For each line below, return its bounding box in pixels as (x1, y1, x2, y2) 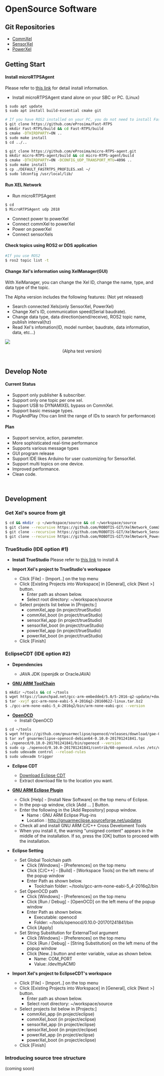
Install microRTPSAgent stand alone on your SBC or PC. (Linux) (12, 94, 140, 100)
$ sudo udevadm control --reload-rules (5, 749, 86, 755)
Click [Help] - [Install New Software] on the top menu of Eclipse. (19, 797, 149, 803)
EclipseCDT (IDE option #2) (5, 650, 71, 657)
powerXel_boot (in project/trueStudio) (26, 633, 103, 639)
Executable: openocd (34, 914, 77, 920)
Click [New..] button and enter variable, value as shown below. (26, 951, 152, 957)
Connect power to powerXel (12, 216, 69, 221)
